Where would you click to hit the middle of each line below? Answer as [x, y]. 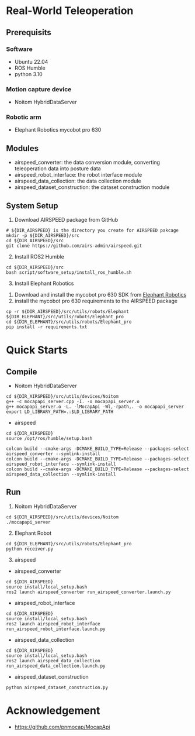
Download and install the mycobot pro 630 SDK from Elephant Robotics [100, 295]
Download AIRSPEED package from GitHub [66, 220]
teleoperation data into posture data [58, 168]
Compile [22, 372]
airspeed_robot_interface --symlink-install [61, 464]
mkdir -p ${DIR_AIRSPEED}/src [43, 236]
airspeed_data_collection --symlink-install [61, 474]
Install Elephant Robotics [44, 283]
